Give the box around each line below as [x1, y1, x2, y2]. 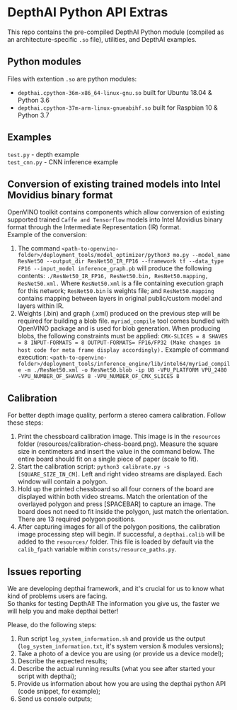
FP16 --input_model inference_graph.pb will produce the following [17, 264, 212, 273]
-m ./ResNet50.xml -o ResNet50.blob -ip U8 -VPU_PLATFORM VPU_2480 [24, 367, 228, 374]
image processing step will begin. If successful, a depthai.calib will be [17, 530, 225, 539]
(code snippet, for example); [17, 687, 101, 695]
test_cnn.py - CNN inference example [7, 157, 119, 166]
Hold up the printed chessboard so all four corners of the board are [17, 485, 214, 493]
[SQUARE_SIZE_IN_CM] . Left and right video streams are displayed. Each [17, 470, 223, 479]
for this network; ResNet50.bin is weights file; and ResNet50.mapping [17, 287, 214, 295]
